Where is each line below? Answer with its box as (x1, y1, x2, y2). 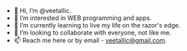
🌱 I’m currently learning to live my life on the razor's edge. (13, 21, 181, 29)
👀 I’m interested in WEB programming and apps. (13, 14, 152, 22)
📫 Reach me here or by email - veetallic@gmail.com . (13, 37, 167, 44)
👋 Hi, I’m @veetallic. (13, 7, 72, 14)
